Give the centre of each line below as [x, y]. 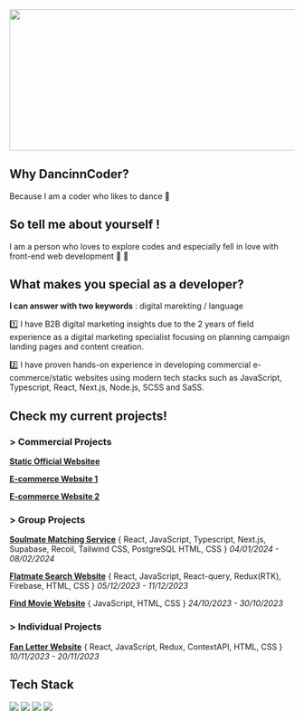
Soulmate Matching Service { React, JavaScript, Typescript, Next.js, [138, 540]
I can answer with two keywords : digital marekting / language [127, 306]
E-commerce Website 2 [55, 497]
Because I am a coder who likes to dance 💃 [90, 196]
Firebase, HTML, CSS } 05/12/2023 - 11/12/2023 [99, 586]
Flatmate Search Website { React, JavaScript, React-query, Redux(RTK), [146, 576]
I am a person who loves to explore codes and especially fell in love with [144, 246]
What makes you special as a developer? [127, 284]
